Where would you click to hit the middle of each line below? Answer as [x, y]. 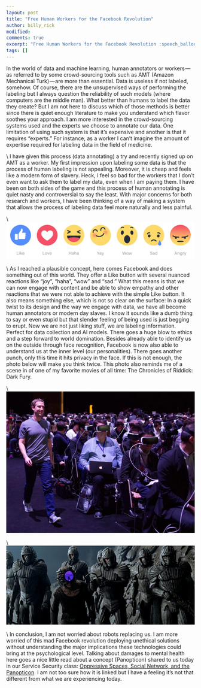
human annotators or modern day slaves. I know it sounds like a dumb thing [100, 313]
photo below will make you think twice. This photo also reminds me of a [94, 364]
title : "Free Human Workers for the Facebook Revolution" [80, 19]
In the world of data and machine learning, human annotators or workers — [98, 68]
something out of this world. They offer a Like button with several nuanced [98, 275]
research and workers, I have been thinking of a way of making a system [96, 201]
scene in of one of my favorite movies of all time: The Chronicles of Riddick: [100, 371]
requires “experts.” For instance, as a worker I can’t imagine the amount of [98, 138]
